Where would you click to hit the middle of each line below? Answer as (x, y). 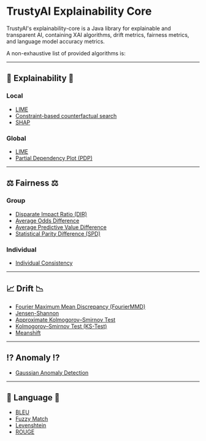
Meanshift (28, 332)
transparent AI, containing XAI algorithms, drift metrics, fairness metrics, (98, 34)
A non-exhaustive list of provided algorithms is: (66, 53)
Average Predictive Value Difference (61, 227)
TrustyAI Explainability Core (79, 11)
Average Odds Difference (47, 221)
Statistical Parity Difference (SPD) (58, 233)
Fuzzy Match (32, 419)
